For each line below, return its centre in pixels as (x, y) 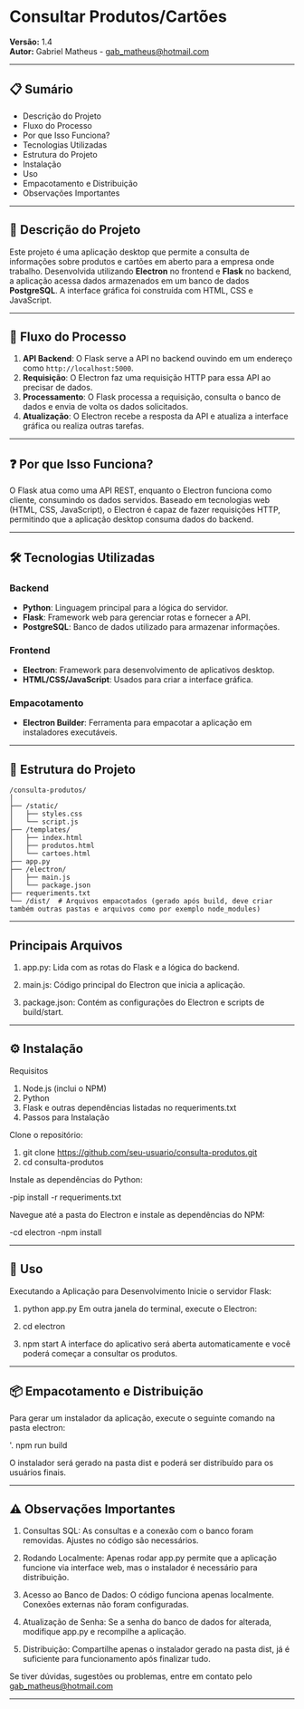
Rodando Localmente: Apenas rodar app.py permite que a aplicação (150, 1558)
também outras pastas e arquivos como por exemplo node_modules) (135, 909)
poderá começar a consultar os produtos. (100, 1353)
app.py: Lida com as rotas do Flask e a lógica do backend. (131, 968)
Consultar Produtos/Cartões (119, 17)
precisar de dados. (57, 388)
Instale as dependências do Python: (76, 1179)
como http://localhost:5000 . (78, 368)
